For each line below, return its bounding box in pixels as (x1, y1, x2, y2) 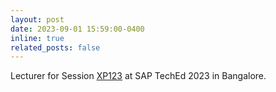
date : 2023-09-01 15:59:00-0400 (10, 24, 145, 34)
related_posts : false (10, 42, 101, 53)
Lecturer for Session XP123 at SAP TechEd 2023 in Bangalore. (10, 70, 267, 82)
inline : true (10, 33, 65, 43)
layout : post (10, 14, 65, 25)
